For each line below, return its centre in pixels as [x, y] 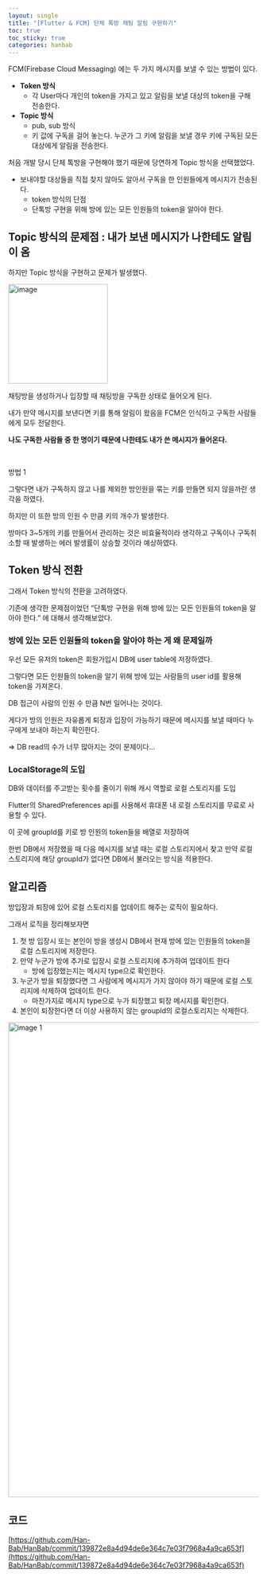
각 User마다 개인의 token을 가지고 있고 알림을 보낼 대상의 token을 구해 [141, 96]
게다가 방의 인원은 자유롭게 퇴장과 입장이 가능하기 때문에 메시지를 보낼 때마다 [127, 720]
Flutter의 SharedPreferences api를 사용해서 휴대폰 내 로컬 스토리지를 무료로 [127, 805]
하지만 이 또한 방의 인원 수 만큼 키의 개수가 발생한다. [89, 515]
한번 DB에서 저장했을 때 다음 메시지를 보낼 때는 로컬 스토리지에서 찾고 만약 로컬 [130, 849]
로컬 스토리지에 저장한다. [58, 951]
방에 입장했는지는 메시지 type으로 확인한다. [98, 971]
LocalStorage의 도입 [47, 769]
